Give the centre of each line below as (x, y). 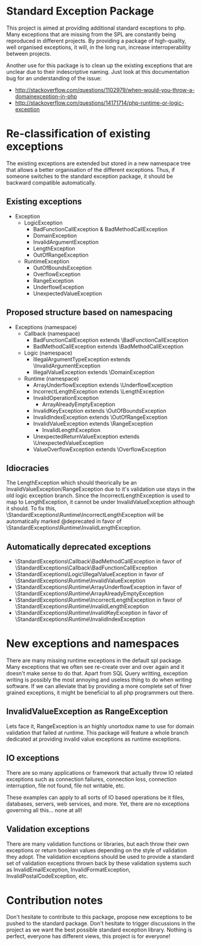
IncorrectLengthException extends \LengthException (99, 391)
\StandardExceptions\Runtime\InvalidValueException (80, 581)
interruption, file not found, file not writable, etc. (66, 786)
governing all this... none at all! (44, 810)
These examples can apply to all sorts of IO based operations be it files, (95, 797)
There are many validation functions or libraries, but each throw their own (97, 844)
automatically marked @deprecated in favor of (64, 521)
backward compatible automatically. (51, 182)
